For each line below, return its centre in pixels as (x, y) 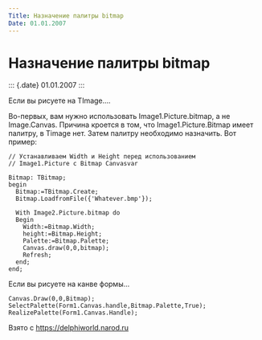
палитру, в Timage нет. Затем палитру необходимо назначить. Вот (123, 133)
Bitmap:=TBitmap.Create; (57, 192)
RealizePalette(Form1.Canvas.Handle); (73, 313)
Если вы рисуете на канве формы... (69, 284)
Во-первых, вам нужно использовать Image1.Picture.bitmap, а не (119, 117)
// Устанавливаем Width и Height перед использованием (102, 157)
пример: (23, 142)
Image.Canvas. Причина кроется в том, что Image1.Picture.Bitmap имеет (131, 125)
